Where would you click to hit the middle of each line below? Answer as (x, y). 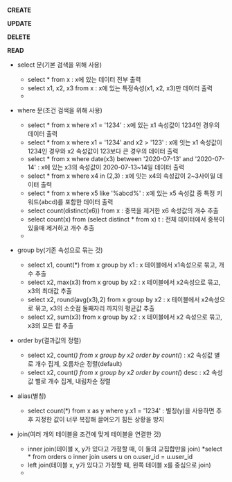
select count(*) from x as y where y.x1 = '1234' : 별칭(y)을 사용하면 (121, 410)
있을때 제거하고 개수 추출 (61, 228)
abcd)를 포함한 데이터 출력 (77, 202)
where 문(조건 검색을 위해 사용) (60, 110)
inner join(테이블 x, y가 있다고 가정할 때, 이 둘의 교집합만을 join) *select (125, 449)
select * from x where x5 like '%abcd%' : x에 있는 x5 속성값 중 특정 (121, 193)
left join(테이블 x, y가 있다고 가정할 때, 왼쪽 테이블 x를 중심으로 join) (119, 465)
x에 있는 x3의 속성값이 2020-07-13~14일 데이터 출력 (113, 167)
